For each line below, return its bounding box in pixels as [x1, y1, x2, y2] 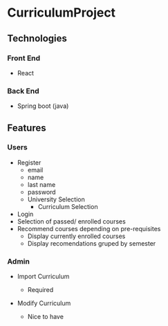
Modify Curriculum [17, 299, 71, 307]
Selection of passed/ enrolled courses [17, 217, 126, 226]
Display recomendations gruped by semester [27, 239, 156, 247]
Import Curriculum [17, 272, 70, 281]
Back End [7, 86, 39, 96]
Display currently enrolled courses [27, 232, 126, 240]
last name [27, 180, 56, 188]
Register [17, 158, 41, 167]
